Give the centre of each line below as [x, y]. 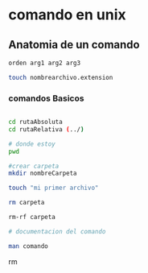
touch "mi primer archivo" [53, 188]
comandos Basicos [46, 98]
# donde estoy [32, 144]
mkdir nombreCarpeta [43, 174]
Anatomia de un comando [74, 45]
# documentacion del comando [57, 231]
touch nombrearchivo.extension [61, 77]
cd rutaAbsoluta [35, 122]
